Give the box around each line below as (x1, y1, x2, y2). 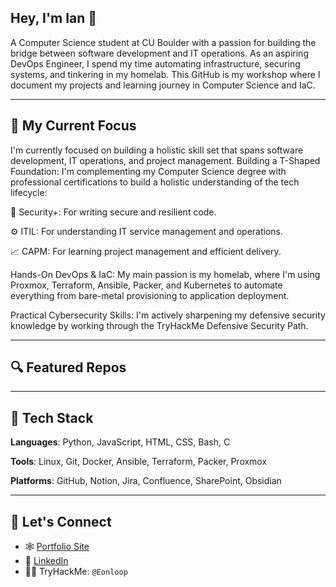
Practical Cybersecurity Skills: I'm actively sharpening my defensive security (10, 309, 326, 321)
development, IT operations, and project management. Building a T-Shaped (10, 154, 321, 166)
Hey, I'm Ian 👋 (10, 10, 98, 27)
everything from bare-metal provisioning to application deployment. (10, 289, 290, 301)
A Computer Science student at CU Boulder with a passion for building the (10, 36, 317, 48)
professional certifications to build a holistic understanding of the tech (10, 176, 300, 188)
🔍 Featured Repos (10, 359, 127, 376)
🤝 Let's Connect (10, 513, 112, 530)
